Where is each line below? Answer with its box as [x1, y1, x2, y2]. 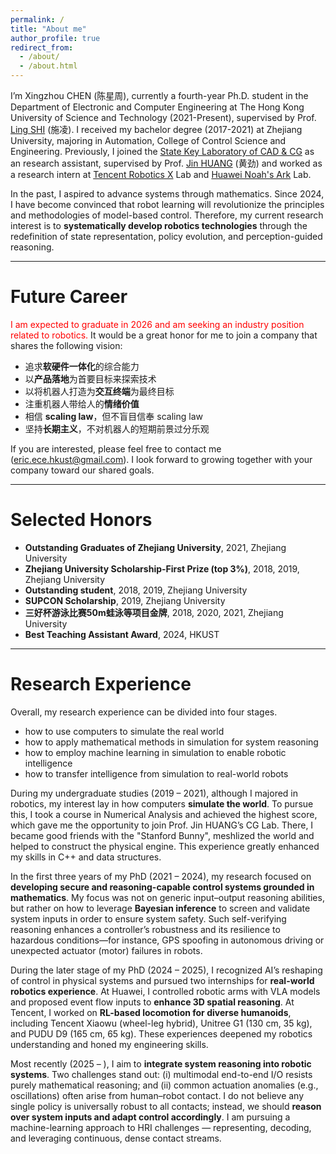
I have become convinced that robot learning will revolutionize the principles [10, 199, 325, 210]
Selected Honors [10, 509, 153, 531]
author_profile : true [10, 33, 101, 43]
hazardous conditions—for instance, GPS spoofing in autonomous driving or [10, 934, 325, 946]
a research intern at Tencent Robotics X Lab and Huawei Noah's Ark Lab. [10, 169, 312, 180]
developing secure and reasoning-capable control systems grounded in [10, 881, 315, 893]
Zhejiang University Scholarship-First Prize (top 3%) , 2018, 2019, [24, 562, 300, 575]
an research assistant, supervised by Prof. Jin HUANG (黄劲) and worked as [10, 157, 323, 169]
